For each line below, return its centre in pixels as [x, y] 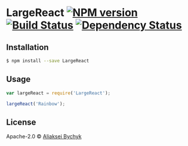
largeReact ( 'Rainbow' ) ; [36, 104]
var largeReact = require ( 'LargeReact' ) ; [58, 93]
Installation [27, 47]
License [21, 122]
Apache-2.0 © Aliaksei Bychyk [44, 137]
